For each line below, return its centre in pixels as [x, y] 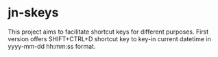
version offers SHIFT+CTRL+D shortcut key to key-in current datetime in [109, 38]
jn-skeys [33, 13]
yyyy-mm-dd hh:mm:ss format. [52, 46]
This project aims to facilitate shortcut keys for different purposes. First [108, 32]
